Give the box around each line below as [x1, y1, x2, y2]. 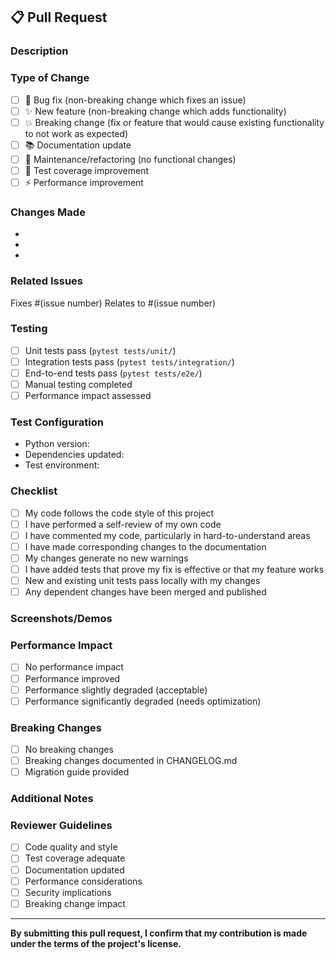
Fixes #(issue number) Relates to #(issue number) [10, 297, 217, 309]
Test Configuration [10, 415, 104, 429]
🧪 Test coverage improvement [24, 164, 150, 176]
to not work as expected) [24, 127, 129, 139]
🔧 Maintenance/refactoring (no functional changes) [24, 153, 237, 165]
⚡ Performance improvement [24, 176, 144, 188]
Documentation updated [24, 864, 125, 876]
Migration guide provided [24, 766, 130, 778]
